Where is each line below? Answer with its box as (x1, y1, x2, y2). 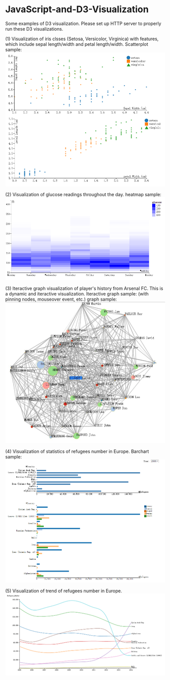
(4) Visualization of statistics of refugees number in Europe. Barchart (5, 448, 149, 454)
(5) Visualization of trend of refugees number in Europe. (5, 587, 122, 594)
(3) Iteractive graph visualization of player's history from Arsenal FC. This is (5, 285, 163, 291)
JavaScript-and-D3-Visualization (5, 4, 149, 15)
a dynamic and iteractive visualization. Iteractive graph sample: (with (5, 291, 149, 297)
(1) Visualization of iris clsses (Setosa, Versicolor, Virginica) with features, (5, 36, 159, 42)
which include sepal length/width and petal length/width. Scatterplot (5, 41, 149, 47)
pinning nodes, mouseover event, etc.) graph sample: (5, 296, 117, 303)
